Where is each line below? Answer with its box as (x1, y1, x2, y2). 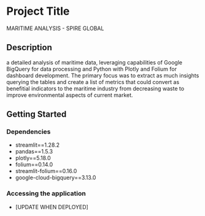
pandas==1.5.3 (15, 148, 53, 155)
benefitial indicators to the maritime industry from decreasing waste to (6, 85, 185, 92)
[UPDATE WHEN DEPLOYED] (15, 203, 89, 210)
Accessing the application (6, 189, 86, 198)
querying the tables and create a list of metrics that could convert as (6, 78, 180, 85)
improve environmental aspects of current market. (6, 91, 133, 99)
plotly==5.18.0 (15, 155, 51, 162)
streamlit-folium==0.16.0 (15, 168, 77, 175)
